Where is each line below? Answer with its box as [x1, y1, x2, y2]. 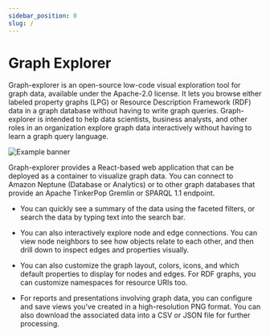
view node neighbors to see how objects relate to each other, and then [19, 236, 255, 246]
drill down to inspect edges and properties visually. [19, 245, 190, 255]
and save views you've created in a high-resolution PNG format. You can [19, 302, 261, 312]
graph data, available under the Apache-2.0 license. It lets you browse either [8, 89, 262, 99]
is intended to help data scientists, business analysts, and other [37, 114, 247, 125]
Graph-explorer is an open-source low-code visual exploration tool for [8, 80, 241, 90]
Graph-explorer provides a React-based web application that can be [8, 162, 235, 173]
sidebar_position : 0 [8, 11, 78, 20]
